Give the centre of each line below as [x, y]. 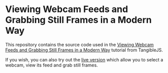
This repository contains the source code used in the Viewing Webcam [80, 44]
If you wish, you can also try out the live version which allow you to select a [84, 59]
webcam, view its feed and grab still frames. [52, 65]
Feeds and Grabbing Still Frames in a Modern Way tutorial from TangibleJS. [84, 50]
